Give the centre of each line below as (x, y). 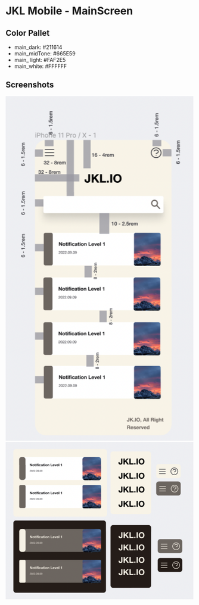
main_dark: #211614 (38, 47)
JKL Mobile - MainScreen (69, 11)
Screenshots (30, 85)
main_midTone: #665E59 (45, 54)
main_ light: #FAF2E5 (40, 60)
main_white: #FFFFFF (41, 66)
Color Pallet (28, 33)
